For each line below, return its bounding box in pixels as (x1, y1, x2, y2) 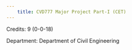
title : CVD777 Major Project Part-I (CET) (17, 8, 127, 15)
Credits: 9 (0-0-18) (6, 25, 54, 33)
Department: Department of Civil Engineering (6, 37, 120, 44)
